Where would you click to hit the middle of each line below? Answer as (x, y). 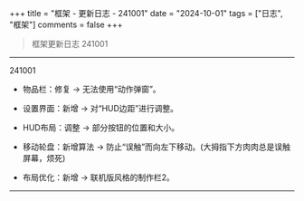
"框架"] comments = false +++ (66, 24)
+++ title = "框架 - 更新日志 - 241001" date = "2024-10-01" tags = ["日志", (146, 13)
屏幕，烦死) (44, 158)
